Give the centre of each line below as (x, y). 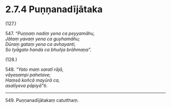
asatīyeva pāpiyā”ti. (26, 86)
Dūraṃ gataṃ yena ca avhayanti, (41, 44)
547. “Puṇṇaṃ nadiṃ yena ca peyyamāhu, (50, 33)
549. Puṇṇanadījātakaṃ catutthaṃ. (42, 100)
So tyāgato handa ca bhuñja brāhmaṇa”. (48, 49)
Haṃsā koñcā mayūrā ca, (33, 80)
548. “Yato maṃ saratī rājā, (34, 69)
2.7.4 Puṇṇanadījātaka (54, 9)
